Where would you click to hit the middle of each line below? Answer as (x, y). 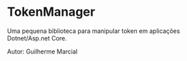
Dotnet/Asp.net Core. (37, 38)
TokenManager (51, 12)
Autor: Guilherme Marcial (42, 51)
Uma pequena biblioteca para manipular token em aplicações (93, 31)
